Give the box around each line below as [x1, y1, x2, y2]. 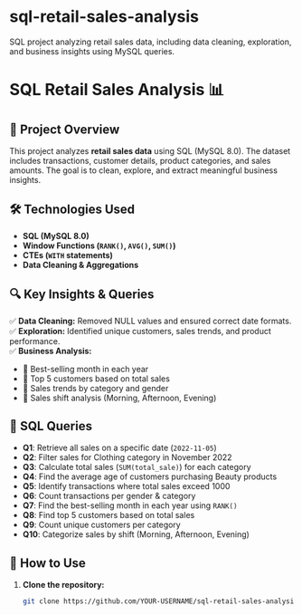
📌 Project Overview [9, 121, 120, 137]
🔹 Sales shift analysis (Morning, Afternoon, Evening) [22, 392, 217, 403]
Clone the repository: [22, 580, 105, 591]
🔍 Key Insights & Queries [9, 287, 155, 303]
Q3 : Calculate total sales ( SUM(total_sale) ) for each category [22, 462, 251, 473]
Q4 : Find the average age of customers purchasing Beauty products [22, 471, 278, 482]
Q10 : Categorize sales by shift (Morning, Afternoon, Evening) [22, 529, 250, 540]
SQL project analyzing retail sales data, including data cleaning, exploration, [9, 36, 292, 47]
